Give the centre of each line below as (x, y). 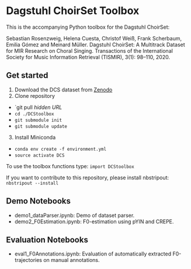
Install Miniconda (35, 137)
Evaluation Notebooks (47, 239)
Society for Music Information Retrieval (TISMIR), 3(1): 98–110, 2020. (88, 57)
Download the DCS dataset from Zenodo (63, 90)
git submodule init (38, 120)
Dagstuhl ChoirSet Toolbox (73, 11)
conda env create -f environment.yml (60, 149)
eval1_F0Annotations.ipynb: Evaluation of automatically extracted (93, 254)
